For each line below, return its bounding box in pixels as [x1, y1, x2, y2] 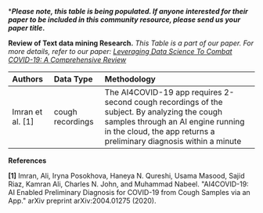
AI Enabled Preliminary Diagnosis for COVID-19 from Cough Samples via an [8, 188, 250, 197]
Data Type [53, 74, 93, 85]
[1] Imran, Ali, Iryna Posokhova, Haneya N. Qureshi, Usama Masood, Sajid [8, 171, 245, 180]
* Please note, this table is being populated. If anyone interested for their [8, 7, 249, 16]
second [104, 97, 133, 107]
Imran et [12, 106, 43, 117]
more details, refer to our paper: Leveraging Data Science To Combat [8, 47, 232, 56]
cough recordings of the [134, 97, 223, 107]
